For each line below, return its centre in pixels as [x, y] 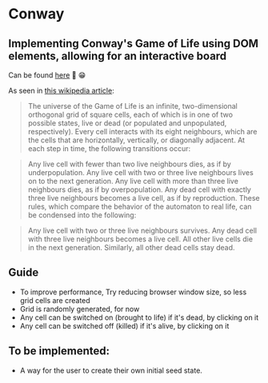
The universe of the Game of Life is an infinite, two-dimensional [132, 106]
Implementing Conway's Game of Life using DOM [133, 44]
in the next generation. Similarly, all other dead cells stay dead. [131, 247]
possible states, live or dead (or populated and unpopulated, [127, 123]
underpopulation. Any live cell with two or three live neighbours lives [140, 172]
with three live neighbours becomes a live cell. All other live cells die [140, 239]
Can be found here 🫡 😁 [47, 75]
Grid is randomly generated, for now [80, 309]
